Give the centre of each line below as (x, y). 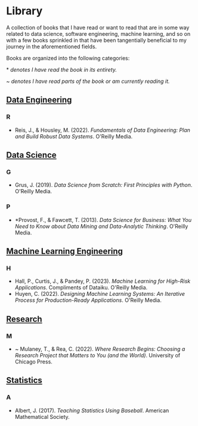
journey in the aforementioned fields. (52, 47)
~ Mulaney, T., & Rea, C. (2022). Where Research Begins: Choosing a (100, 349)
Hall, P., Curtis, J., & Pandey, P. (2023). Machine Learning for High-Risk (103, 281)
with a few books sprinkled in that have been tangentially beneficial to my (96, 40)
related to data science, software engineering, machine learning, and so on (98, 33)
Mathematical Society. (42, 416)
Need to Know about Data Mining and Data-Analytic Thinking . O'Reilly (101, 226)
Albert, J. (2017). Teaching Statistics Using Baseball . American (92, 410)
